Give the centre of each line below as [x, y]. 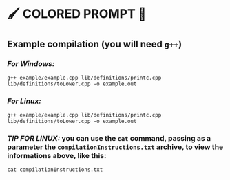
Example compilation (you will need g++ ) [95, 44]
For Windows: [31, 63]
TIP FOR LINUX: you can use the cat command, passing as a [109, 139]
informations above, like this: [57, 156]
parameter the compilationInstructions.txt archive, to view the [115, 147]
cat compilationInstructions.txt [55, 170]
